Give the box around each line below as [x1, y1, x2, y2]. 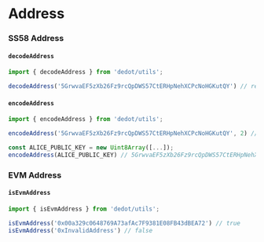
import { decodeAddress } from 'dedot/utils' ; [8, 68, 163, 76]
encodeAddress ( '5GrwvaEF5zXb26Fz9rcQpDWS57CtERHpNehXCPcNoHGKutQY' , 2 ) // [8, 130, 258, 137]
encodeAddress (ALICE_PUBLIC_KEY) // [8, 151, 128, 159]
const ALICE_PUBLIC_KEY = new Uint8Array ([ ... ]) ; [8, 144, 174, 152]
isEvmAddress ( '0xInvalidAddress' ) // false [8, 226, 153, 234]
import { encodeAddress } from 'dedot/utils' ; [8, 115, 163, 123]
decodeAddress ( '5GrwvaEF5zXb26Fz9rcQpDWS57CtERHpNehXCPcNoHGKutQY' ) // [8, 82, 247, 90]
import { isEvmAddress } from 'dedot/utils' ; [8, 205, 159, 213]
